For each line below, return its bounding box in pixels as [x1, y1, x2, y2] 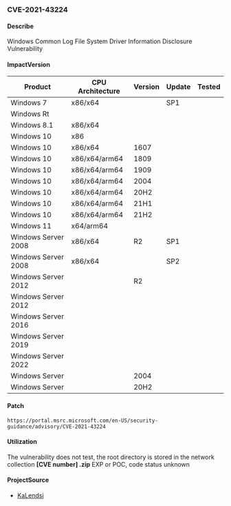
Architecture [78, 86, 120, 96]
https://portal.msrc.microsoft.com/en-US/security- [7, 417, 158, 424]
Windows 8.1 [10, 121, 54, 130]
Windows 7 [10, 98, 47, 108]
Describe [7, 22, 34, 30]
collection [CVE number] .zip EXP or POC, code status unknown [7, 460, 190, 468]
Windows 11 [10, 221, 52, 231]
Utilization [7, 438, 38, 446]
